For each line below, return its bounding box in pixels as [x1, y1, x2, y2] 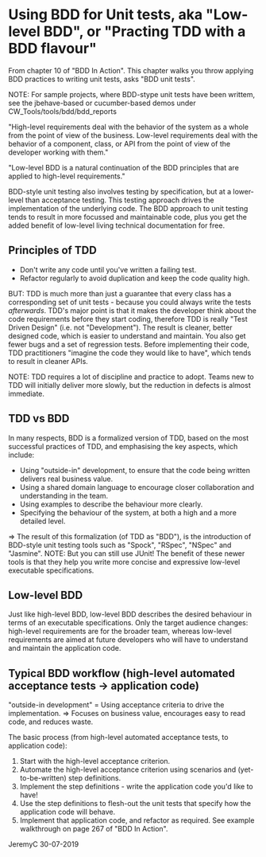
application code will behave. [19, 807, 116, 817]
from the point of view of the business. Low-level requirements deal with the [8, 130, 258, 140]
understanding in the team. [19, 491, 109, 500]
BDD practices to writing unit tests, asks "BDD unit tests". [8, 74, 196, 84]
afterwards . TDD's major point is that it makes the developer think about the [8, 305, 256, 315]
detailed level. [19, 516, 66, 526]
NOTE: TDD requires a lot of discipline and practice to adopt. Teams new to [8, 372, 254, 382]
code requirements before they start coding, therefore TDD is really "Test [8, 314, 248, 323]
